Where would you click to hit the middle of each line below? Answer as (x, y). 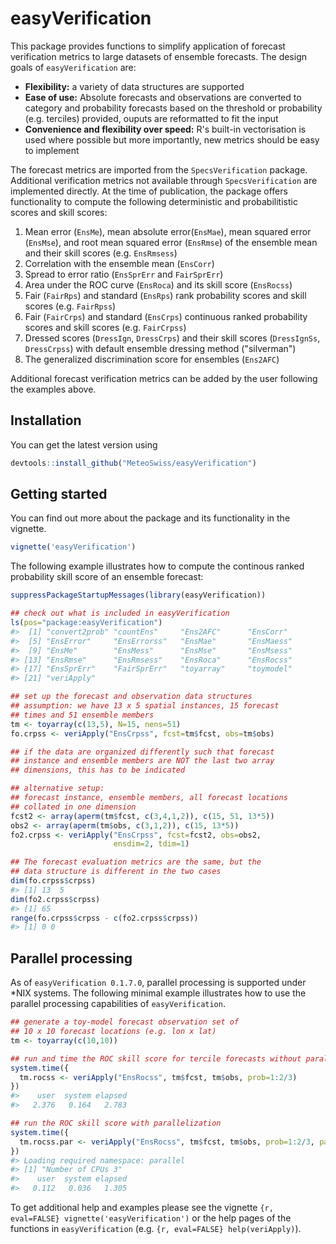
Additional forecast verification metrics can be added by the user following (164, 378)
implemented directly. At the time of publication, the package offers (149, 191)
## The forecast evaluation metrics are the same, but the (136, 862)
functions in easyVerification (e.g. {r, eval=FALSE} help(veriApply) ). (156, 1228)
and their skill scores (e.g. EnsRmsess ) (101, 253)
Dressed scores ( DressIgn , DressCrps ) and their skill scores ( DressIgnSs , (172, 338)
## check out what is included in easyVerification (120, 613)
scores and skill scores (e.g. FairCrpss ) (105, 327)
